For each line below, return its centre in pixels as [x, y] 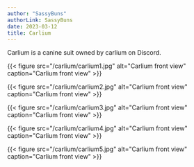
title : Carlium [29, 33]
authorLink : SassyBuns [40, 20]
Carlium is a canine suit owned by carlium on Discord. [84, 53]
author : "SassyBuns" [37, 14]
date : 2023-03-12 [32, 26]
